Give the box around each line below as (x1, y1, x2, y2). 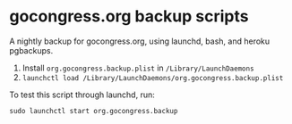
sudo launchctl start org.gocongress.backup (9, 106, 178, 115)
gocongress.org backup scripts (9, 6, 249, 27)
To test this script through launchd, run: (9, 89, 155, 100)
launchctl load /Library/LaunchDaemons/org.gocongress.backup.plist (21, 73, 284, 82)
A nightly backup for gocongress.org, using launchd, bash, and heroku (9, 36, 271, 46)
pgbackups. (9, 45, 54, 55)
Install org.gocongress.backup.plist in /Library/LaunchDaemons (21, 62, 254, 73)
